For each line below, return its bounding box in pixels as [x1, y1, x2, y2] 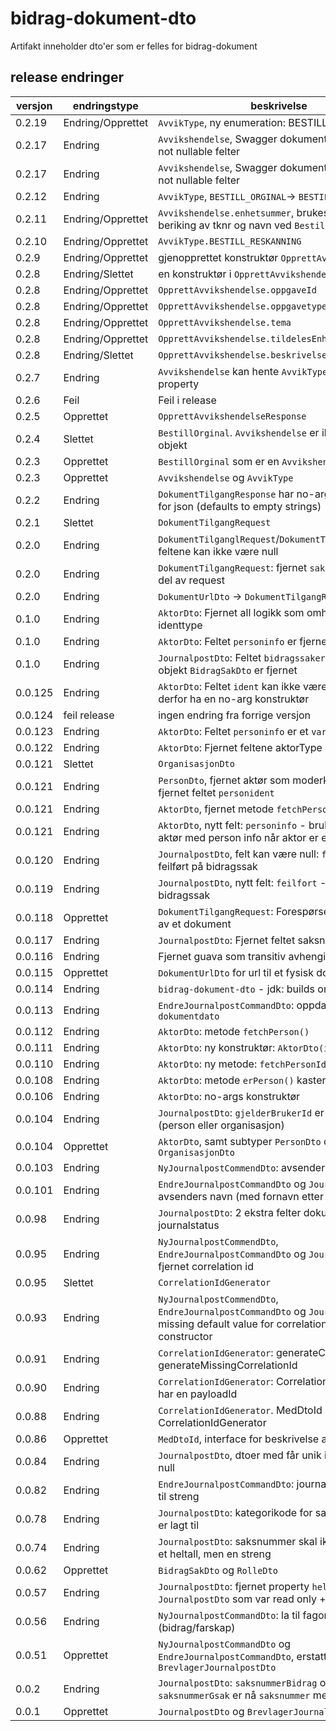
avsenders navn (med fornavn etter [158, 1189, 324, 1203]
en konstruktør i [158, 267, 232, 281]
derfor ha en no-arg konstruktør [158, 692, 310, 706]
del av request [158, 573, 225, 587]
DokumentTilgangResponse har [158, 487, 295, 501]
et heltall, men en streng [158, 1547, 272, 1561]
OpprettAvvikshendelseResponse [158, 410, 307, 422]
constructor [158, 1329, 213, 1343]
